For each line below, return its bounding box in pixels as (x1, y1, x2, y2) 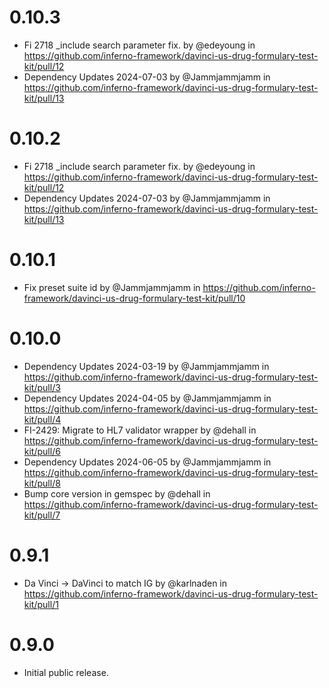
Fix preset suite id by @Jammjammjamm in (23, 281, 201, 293)
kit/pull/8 (23, 477, 61, 489)
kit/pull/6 (23, 445, 61, 457)
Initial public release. (23, 666, 109, 678)
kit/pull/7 (23, 509, 61, 521)
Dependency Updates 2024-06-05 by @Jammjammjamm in (23, 456, 272, 468)
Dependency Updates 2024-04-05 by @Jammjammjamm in (23, 392, 272, 404)
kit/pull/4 (23, 413, 62, 425)
